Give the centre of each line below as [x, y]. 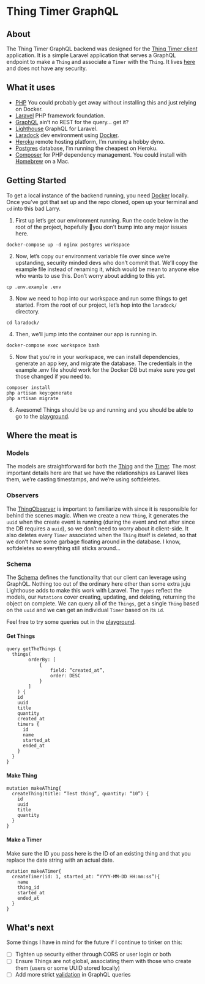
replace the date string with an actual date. [60, 860]
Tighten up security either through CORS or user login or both [93, 954]
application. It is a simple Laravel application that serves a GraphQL [91, 55]
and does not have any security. [47, 68]
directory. [27, 311]
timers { [28, 724]
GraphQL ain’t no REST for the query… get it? [72, 122]
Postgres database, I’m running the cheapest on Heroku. [86, 148]
